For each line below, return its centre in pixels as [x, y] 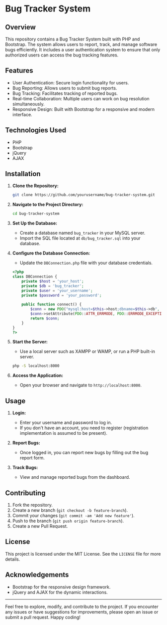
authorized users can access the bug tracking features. [62, 55]
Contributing [25, 493]
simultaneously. [28, 104]
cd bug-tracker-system [36, 214]
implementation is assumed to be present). [64, 433]
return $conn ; [45, 318]
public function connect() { [52, 305]
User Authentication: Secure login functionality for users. [71, 82]
